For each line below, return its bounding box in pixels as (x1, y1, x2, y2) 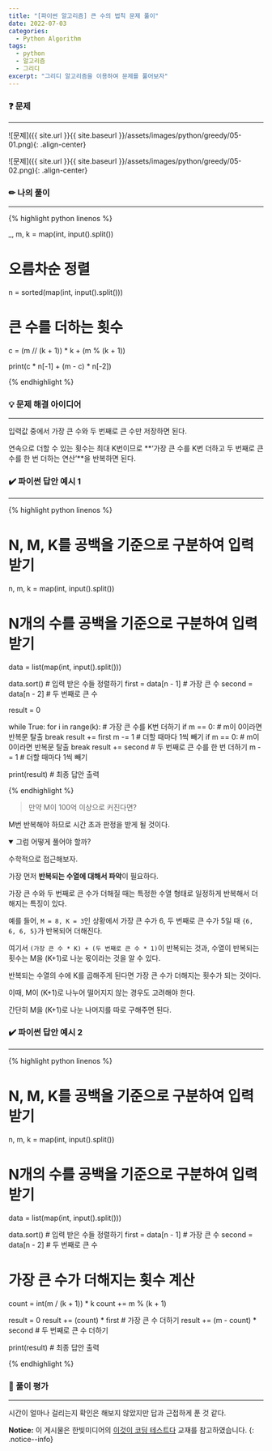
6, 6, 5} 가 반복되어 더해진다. (8, 925, 103, 936)
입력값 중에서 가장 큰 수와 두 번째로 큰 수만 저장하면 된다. (8, 426, 188, 436)
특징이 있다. (29, 898, 67, 908)
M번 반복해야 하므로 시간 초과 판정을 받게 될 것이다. (8, 819, 170, 829)
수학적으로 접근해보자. (8, 854, 79, 864)
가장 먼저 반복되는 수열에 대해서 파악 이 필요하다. (8, 871, 159, 881)
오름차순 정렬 (8, 260, 91, 279)
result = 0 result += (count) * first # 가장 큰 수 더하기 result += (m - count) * (8, 1315, 257, 1325)
